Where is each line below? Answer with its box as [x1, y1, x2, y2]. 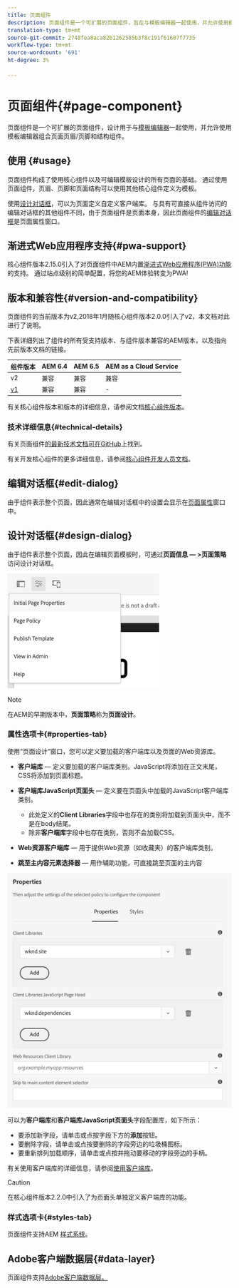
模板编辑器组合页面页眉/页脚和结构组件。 [7, 132, 129, 140]
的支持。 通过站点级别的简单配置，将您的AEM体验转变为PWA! [7, 269, 188, 277]
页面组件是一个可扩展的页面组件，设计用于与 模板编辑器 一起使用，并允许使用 [7, 123, 232, 131]
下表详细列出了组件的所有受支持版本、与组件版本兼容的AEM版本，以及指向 [7, 336, 227, 345]
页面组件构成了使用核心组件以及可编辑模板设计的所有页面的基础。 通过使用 [7, 175, 228, 183]
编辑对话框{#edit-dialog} [7, 478, 119, 490]
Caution [7, 1177, 31, 1187]
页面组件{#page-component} [7, 98, 183, 114]
